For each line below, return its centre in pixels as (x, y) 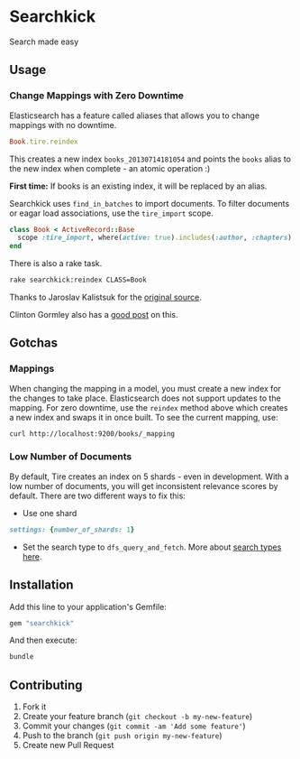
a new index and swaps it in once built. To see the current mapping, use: (144, 417)
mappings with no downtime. (63, 125)
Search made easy (44, 42)
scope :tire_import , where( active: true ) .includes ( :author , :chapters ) (155, 238)
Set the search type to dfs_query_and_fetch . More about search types (152, 547)
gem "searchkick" (42, 623)
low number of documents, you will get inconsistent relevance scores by (144, 486)
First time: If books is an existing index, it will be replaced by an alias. (138, 186)
